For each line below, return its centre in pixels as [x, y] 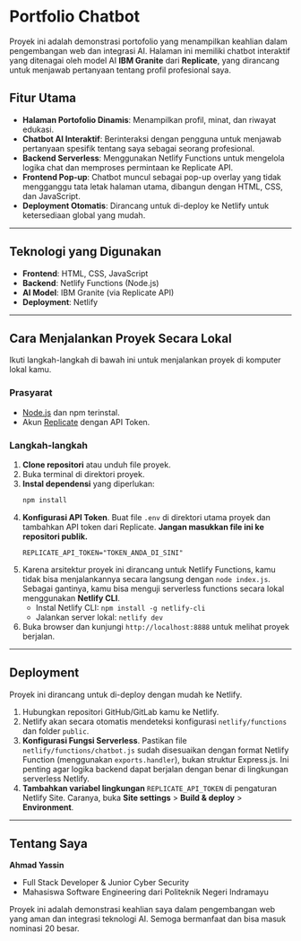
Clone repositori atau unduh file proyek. [97, 465]
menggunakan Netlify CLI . [71, 597]
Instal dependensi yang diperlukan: [88, 484]
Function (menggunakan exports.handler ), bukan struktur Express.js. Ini [155, 759]
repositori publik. [55, 536]
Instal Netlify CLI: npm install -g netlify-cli [120, 607]
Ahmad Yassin [37, 865]
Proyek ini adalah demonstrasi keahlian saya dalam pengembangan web [142, 910]
